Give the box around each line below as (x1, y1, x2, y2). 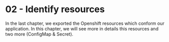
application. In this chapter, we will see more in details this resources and (5, 25, 159, 31)
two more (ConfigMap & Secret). (5, 31, 74, 37)
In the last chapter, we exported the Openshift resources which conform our (5, 20, 164, 26)
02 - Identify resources (5, 4, 105, 15)
